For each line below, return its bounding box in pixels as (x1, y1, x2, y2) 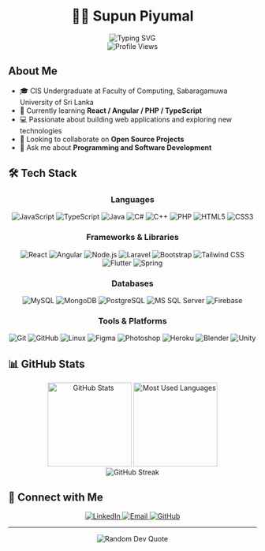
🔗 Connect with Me (8, 490, 104, 504)
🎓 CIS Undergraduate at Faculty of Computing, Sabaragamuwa (19, 86, 228, 96)
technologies (19, 126, 62, 135)
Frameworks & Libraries (86, 232, 179, 243)
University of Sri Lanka (19, 97, 95, 107)
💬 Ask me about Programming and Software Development (19, 142, 212, 152)
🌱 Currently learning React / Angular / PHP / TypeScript (19, 106, 203, 115)
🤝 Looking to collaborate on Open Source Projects (19, 134, 185, 144)
